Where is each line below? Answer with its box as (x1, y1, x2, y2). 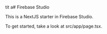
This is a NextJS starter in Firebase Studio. (5, 14, 94, 19)
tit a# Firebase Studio (5, 4, 50, 10)
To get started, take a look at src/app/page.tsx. (5, 23, 102, 29)
